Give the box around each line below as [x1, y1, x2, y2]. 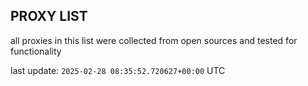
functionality [10, 45, 62, 57]
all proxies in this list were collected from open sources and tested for [10, 34, 298, 46]
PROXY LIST [10, 8, 88, 25]
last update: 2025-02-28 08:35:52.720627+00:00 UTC [10, 64, 226, 76]
